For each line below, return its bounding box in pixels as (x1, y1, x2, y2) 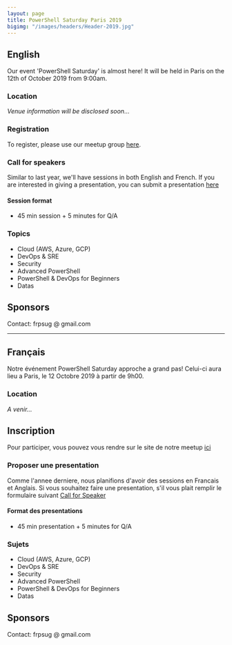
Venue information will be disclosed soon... (7, 107, 130, 115)
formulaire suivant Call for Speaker (7, 491, 106, 499)
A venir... (7, 405, 32, 413)
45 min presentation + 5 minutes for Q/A (17, 522, 133, 530)
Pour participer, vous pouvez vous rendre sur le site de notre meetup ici (7, 443, 211, 451)
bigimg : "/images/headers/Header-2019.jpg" (7, 23, 135, 30)
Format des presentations (7, 507, 83, 515)
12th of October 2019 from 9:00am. (7, 74, 108, 83)
